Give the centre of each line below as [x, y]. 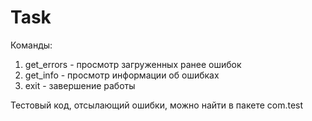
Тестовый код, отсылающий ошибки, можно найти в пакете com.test [157, 105]
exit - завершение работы [80, 85]
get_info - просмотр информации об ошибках [122, 75]
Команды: [31, 45]
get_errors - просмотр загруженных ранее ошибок [133, 64]
